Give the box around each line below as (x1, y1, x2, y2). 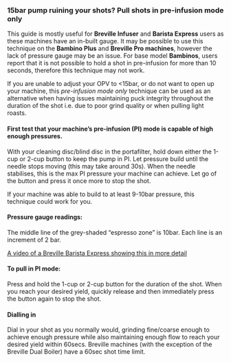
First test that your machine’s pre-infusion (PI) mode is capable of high (7, 125, 213, 133)
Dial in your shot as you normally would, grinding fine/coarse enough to (7, 326, 210, 334)
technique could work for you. (7, 197, 93, 205)
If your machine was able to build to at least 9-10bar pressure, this (7, 190, 195, 198)
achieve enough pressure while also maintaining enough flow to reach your (7, 333, 220, 341)
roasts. (7, 109, 27, 117)
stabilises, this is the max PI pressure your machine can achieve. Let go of (7, 169, 217, 178)
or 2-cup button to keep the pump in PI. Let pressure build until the (19, 154, 209, 163)
